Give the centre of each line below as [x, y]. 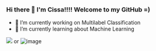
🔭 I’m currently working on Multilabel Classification [78, 23]
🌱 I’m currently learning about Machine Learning [75, 29]
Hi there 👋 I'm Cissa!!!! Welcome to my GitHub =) [78, 10]
